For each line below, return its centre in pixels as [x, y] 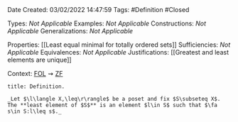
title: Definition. [36, 87]
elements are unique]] [40, 60]
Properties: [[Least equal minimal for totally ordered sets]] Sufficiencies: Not [119, 45]
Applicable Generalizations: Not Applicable [70, 31]
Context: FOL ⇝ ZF [35, 73]
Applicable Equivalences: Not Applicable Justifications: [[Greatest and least [118, 52]
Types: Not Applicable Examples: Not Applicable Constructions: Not [107, 23]
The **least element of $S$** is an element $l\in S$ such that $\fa [113, 105]
